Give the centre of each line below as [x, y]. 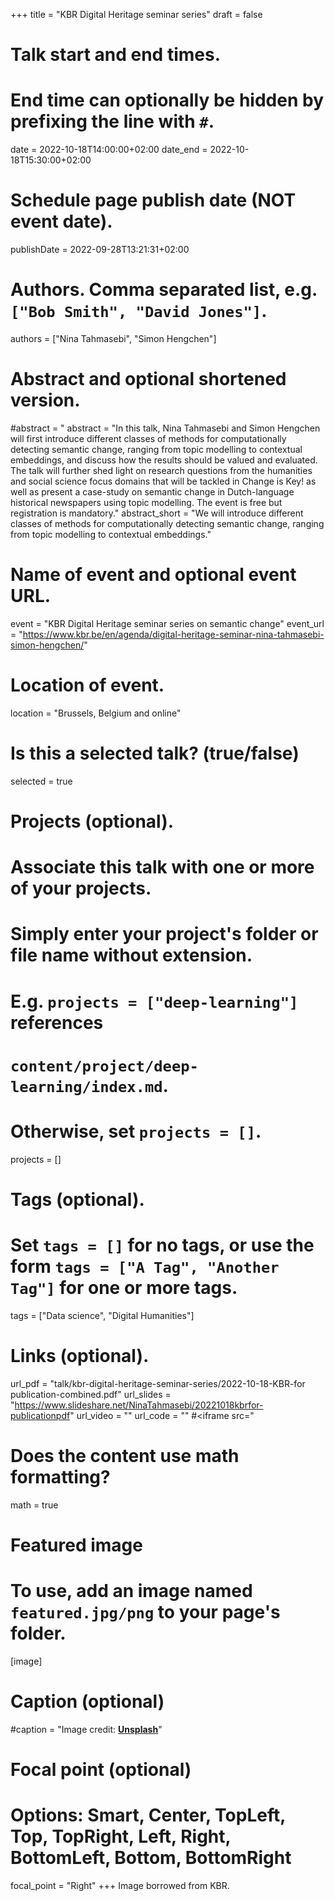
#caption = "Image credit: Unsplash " [86, 1729]
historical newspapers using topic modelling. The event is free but [146, 502]
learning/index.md [86, 1086]
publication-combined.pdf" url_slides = [91, 1394]
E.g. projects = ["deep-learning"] [154, 1001]
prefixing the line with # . [112, 121]
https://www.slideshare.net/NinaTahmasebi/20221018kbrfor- [139, 1405]
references [57, 1022]
